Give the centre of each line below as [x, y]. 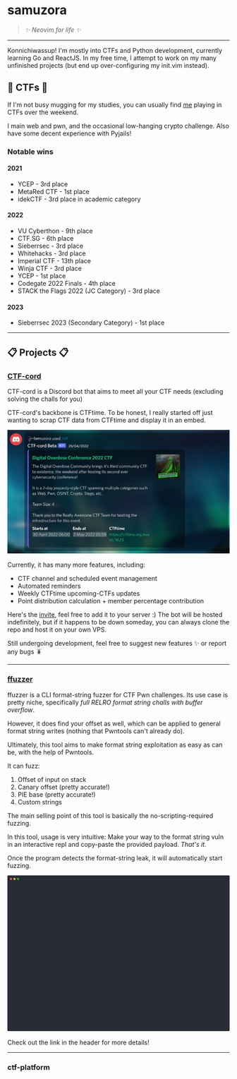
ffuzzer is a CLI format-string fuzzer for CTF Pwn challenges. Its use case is [117, 694]
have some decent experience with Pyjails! [69, 133]
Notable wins [31, 152]
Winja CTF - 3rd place [50, 269]
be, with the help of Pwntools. [50, 752]
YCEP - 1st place [42, 276]
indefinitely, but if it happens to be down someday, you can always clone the [119, 622]
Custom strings [39, 802]
